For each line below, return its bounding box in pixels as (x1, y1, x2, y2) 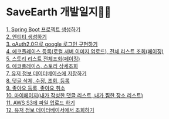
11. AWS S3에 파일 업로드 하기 (6, 99, 75, 106)
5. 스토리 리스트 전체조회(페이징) (6, 55, 80, 62)
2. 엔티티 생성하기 (6, 33, 47, 40)
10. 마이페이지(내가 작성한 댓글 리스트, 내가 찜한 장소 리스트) (6, 91, 144, 98)
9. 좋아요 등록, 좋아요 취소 (6, 84, 66, 91)
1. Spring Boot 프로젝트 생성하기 (6, 26, 81, 33)
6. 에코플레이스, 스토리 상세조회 (6, 62, 78, 69)
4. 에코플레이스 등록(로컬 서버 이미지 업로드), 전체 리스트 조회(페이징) (6, 47, 164, 55)
